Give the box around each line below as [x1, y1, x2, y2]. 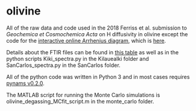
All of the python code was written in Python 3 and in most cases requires [6, 73, 190, 80]
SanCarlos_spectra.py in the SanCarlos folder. [6, 62, 121, 69]
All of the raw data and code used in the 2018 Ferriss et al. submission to [6, 24, 187, 31]
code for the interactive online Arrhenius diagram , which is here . [6, 37, 166, 44]
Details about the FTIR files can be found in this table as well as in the [6, 48, 179, 55]
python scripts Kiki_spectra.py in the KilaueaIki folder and [6, 55, 150, 62]
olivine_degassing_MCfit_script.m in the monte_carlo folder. [6, 98, 154, 105]
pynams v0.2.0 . [6, 80, 45, 87]
